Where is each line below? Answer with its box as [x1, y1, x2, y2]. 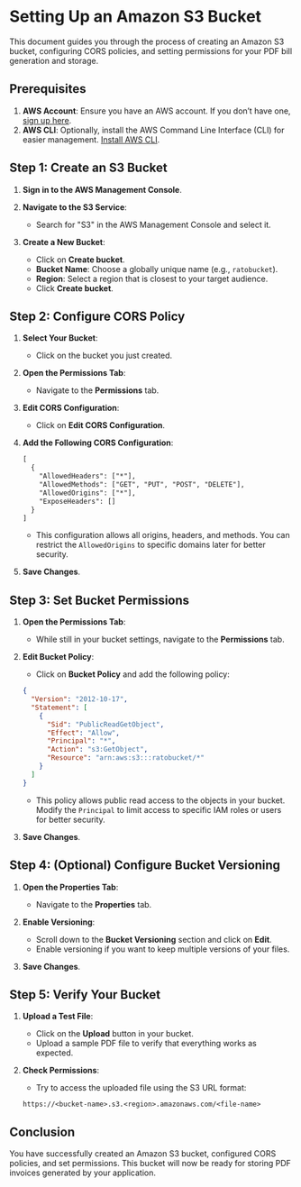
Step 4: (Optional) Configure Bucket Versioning [9, 858, 281, 873]
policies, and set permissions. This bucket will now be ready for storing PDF [9, 1158, 291, 1169]
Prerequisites [9, 81, 87, 96]
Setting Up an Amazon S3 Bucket [9, 6, 262, 27]
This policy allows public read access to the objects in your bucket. [35, 795, 286, 806]
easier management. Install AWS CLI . [22, 133, 160, 145]
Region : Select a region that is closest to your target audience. [35, 273, 269, 284]
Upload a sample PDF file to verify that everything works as [35, 1038, 257, 1049]
